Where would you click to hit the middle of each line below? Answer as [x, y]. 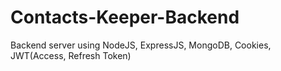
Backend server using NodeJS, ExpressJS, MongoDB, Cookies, [141, 45]
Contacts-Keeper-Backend [125, 17]
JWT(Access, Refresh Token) [71, 55]
